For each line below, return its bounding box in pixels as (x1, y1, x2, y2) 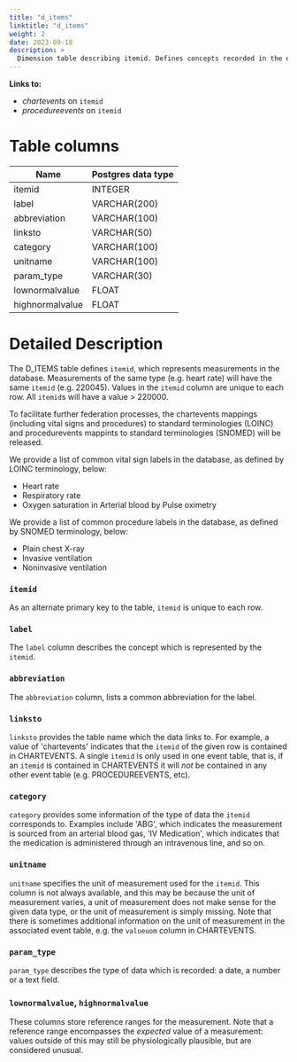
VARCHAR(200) (91, 197, 159, 209)
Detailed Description (9, 334, 164, 355)
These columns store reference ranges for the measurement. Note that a (9, 1017, 274, 1027)
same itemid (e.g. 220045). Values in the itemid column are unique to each (9, 382, 285, 393)
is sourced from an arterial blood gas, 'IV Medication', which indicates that (9, 828, 280, 839)
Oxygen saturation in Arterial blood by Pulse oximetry (21, 499, 217, 510)
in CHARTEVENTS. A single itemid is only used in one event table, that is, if (9, 751, 284, 761)
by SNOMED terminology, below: (9, 526, 129, 536)
